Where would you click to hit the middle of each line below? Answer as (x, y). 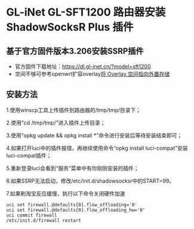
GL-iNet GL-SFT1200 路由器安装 (86, 12)
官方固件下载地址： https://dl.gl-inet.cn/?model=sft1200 (83, 66)
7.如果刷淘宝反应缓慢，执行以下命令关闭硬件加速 (66, 193)
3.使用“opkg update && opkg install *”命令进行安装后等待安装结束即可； (94, 135)
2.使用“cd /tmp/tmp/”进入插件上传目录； (56, 122)
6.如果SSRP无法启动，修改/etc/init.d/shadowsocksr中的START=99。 (90, 181)
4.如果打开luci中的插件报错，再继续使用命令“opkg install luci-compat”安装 (97, 148)
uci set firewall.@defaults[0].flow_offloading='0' (72, 205)
